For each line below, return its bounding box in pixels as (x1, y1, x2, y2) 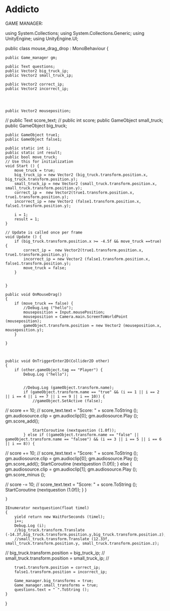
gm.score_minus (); (5, 471, 46, 477)
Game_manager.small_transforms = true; (14, 583, 99, 588)
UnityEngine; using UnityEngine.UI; (5, 35, 78, 42)
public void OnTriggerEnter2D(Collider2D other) (5, 358, 110, 363)
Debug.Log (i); (14, 523, 47, 528)
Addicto (5, 4, 39, 15)
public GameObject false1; (5, 137, 62, 142)
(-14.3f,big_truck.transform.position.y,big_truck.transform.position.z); (5, 532, 166, 537)
